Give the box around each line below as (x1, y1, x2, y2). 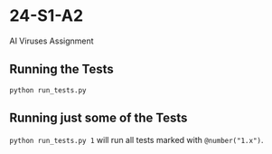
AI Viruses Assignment (9, 35, 94, 46)
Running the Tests (9, 62, 115, 77)
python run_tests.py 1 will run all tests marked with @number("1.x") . (9, 134, 264, 145)
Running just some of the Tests (9, 111, 188, 126)
